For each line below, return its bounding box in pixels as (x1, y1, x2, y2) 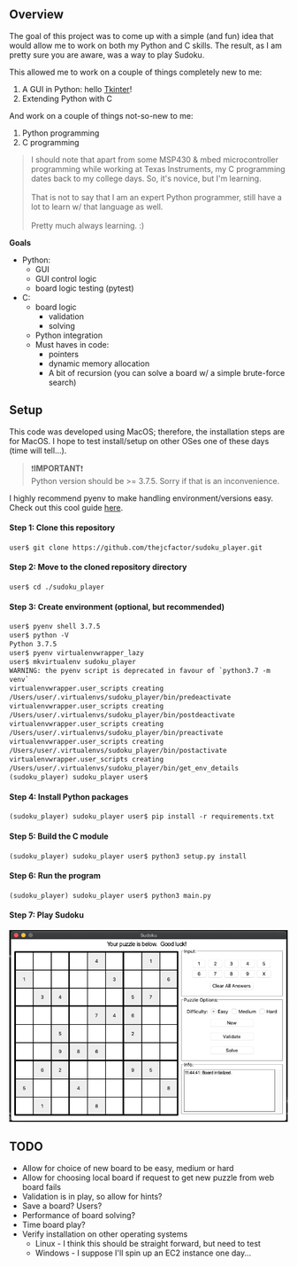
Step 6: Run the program (9, 871, 102, 881)
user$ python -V (9, 631, 69, 640)
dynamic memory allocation (48, 358, 150, 369)
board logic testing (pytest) (34, 283, 134, 293)
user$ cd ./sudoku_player (9, 583, 104, 592)
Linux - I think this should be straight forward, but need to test (34, 1238, 261, 1248)
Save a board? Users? (21, 1201, 103, 1211)
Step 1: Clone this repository (9, 522, 116, 533)
